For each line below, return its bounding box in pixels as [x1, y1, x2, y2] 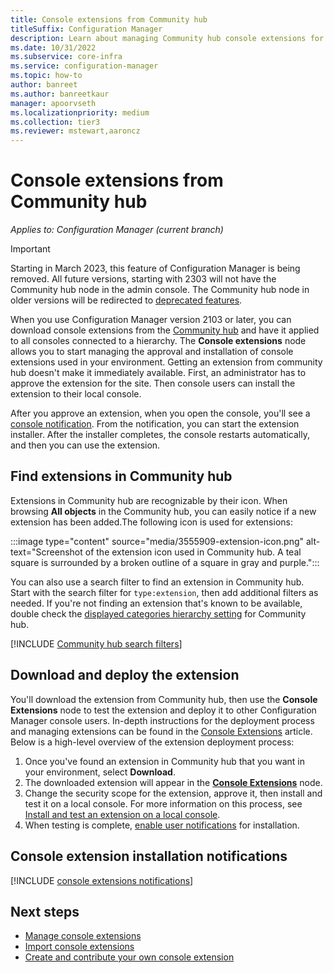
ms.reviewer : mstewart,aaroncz [10, 126, 141, 136]
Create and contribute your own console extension [24, 951, 235, 963]
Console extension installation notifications [10, 848, 288, 865]
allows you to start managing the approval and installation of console [10, 346, 294, 358]
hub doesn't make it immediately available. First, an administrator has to [10, 367, 307, 379]
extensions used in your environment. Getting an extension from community [10, 356, 323, 368]
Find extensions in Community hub [10, 468, 233, 485]
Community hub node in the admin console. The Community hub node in [10, 284, 310, 296]
